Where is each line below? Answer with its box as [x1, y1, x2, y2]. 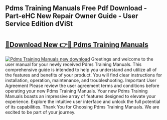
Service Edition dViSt [5, 19, 73, 28]
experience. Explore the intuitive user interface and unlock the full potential [5, 98, 160, 104]
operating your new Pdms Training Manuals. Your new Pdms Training [5, 88, 148, 94]
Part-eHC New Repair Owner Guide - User [5, 12, 138, 20]
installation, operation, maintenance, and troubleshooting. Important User [5, 77, 156, 83]
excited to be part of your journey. [5, 109, 76, 115]
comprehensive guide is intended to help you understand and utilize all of [5, 67, 157, 72]
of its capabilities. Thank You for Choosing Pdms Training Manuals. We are [5, 104, 159, 109]
